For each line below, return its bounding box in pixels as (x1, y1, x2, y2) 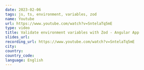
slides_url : (5, 35, 30, 40)
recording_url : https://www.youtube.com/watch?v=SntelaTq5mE (5, 39, 135, 44)
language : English (5, 58, 43, 63)
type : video (5, 26, 30, 31)
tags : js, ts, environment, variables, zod (5, 12, 97, 17)
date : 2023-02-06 (5, 7, 41, 12)
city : (5, 44, 16, 49)
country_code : (5, 53, 35, 58)
